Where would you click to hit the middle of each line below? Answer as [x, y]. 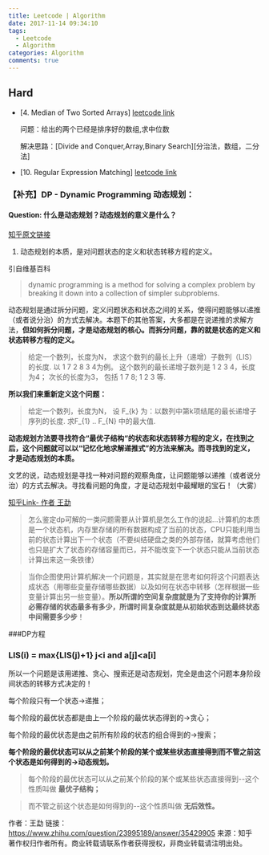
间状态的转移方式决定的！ [50, 684]
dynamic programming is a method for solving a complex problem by [142, 284]
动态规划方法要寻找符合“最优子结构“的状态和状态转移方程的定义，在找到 [128, 438]
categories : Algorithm [46, 53]
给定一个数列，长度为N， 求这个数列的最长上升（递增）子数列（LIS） [142, 356]
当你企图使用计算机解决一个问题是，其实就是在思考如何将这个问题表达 [144, 576]
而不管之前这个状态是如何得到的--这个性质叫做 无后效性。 [123, 806]
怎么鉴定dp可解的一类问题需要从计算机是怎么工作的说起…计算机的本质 [144, 519]
